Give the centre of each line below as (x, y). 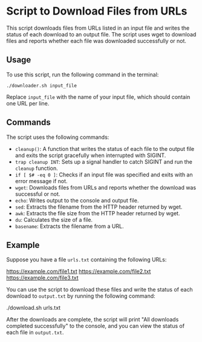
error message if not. (41, 181)
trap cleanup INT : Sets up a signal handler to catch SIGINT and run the (103, 161)
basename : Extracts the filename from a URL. (69, 226)
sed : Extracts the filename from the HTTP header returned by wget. (99, 207)
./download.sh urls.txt (34, 308)
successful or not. (37, 194)
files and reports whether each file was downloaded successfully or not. (96, 41)
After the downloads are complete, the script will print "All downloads (93, 320)
